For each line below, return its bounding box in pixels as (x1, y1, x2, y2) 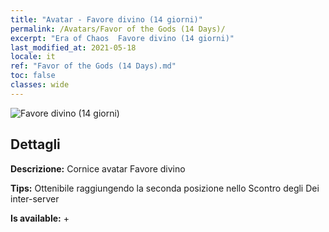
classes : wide (10, 80, 70, 90)
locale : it (10, 52, 56, 62)
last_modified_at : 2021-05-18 (10, 42, 137, 53)
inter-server (10, 192, 60, 205)
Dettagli (10, 136, 61, 153)
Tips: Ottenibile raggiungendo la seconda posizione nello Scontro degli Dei (10, 182, 320, 194)
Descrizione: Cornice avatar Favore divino (10, 162, 186, 175)
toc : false (10, 71, 56, 81)
